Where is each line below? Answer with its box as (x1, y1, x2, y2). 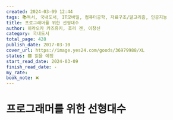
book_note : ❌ (6, 75, 39, 81)
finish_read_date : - (6, 64, 58, 70)
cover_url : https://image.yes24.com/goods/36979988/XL (6, 48, 145, 53)
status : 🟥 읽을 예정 (6, 53, 54, 59)
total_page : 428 (6, 36, 46, 42)
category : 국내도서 (6, 31, 49, 37)
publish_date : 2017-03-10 (6, 42, 70, 48)
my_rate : (6, 70, 28, 75)
